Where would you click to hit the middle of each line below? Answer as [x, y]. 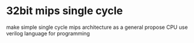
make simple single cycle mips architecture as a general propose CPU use [97, 27]
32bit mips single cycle [65, 11]
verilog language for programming [48, 33]
